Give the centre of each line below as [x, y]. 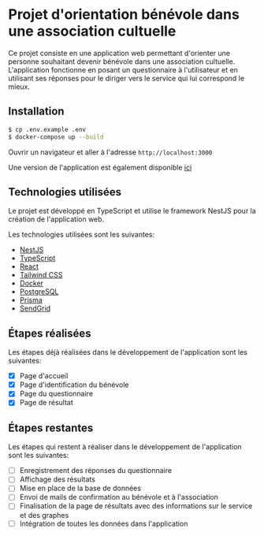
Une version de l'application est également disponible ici [100, 167]
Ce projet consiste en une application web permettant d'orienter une [119, 53]
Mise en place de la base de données [80, 488]
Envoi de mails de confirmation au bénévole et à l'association [119, 497]
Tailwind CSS [41, 275]
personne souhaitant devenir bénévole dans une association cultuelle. [122, 61]
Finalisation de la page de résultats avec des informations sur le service [136, 506]
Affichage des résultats [58, 479]
